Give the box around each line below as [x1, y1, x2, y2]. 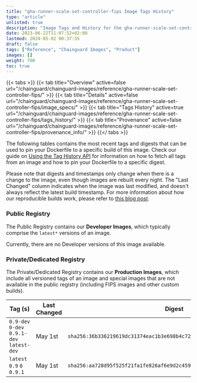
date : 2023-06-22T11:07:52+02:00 [6, 30, 88, 36]
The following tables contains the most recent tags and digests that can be [6, 140, 187, 147]
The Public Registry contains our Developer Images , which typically [6, 223, 171, 230]
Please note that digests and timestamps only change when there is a [6, 170, 174, 177]
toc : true [6, 63, 30, 69]
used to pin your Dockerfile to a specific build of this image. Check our [6, 146, 177, 153]
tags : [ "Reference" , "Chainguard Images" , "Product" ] [6, 47, 141, 53]
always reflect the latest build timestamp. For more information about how [6, 189, 185, 196]
